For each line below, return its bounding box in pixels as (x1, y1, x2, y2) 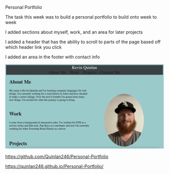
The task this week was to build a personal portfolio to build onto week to (5, 14, 157, 20)
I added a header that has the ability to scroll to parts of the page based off (5, 39, 161, 45)
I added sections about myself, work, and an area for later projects (5, 29, 143, 35)
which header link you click (5, 44, 62, 50)
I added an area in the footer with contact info (5, 54, 100, 60)
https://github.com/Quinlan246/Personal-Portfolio (5, 153, 109, 159)
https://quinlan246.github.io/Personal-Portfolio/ (5, 163, 104, 169)
